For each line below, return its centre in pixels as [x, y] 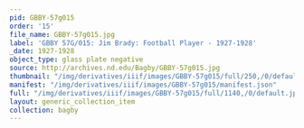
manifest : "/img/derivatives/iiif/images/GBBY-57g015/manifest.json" [143, 85]
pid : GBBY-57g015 [42, 18]
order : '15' [32, 26]
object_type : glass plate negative [76, 59]
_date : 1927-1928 [42, 51]
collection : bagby [44, 110]
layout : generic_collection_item [72, 101]
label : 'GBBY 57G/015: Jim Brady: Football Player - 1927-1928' [133, 43]
